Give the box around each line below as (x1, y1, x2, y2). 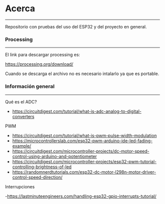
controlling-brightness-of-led (12, 164, 72, 170)
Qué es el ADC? (5, 99, 37, 104)
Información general (5, 83, 55, 90)
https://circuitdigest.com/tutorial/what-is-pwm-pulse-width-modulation (12, 132, 157, 138)
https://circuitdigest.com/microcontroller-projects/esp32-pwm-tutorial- (12, 158, 157, 164)
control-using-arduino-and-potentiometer (12, 153, 97, 159)
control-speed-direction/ (12, 174, 63, 180)
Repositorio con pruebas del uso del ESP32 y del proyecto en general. (5, 24, 147, 29)
